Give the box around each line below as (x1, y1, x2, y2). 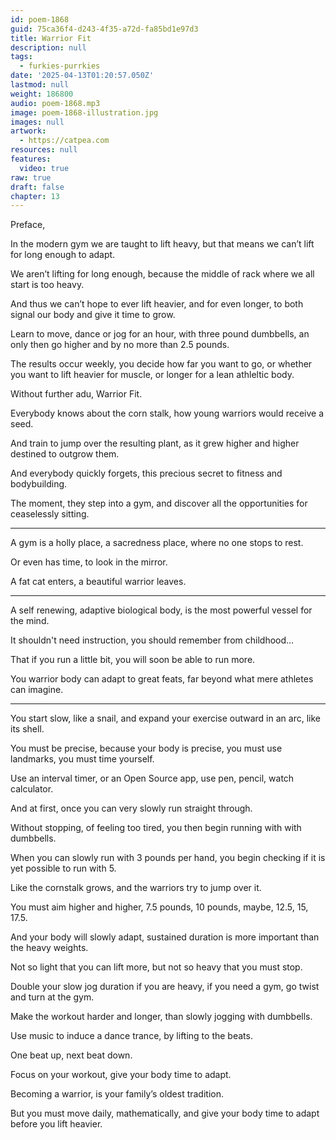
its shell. (10, 723, 45, 735)
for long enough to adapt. (10, 249, 116, 261)
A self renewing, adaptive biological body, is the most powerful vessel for (10, 604, 313, 616)
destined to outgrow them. (10, 448, 120, 460)
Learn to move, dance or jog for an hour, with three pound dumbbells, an (10, 328, 310, 340)
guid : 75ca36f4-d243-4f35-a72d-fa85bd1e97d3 (10, 24, 199, 34)
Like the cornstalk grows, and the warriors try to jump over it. (10, 882, 262, 894)
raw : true (10, 172, 52, 183)
